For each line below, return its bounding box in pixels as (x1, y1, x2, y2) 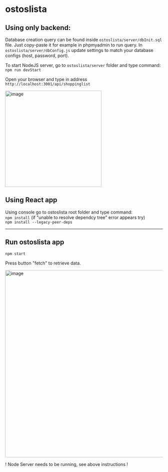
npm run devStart (5, 67, 41, 72)
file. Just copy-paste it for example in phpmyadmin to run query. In (5, 42, 142, 48)
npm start (5, 251, 26, 256)
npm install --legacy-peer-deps (5, 219, 72, 224)
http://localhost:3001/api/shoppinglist (5, 81, 91, 86)
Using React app (5, 196, 57, 204)
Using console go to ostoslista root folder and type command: (5, 209, 132, 215)
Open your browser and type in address (5, 76, 87, 82)
